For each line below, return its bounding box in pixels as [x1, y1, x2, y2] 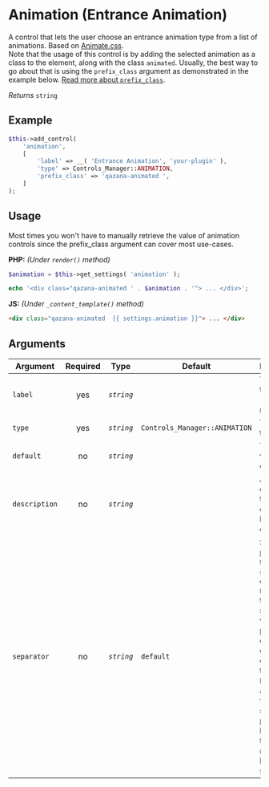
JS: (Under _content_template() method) [8, 299, 144, 309]
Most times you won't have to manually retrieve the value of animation [8, 230, 240, 240]
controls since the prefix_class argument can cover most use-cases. [8, 239, 234, 249]
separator [12, 652, 50, 661]
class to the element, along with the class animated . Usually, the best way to [8, 58, 259, 67]
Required [65, 361, 101, 371]
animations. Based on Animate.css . [8, 40, 124, 50]
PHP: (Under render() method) [8, 254, 110, 264]
